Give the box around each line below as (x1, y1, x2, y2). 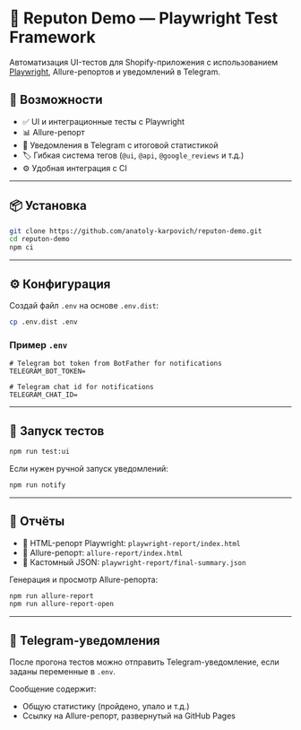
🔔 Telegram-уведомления (9, 632, 160, 648)
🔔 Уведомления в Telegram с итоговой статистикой (21, 139, 219, 151)
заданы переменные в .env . (9, 666, 116, 677)
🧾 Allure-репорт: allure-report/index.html (21, 547, 184, 558)
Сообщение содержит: (9, 683, 97, 694)
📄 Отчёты (9, 514, 65, 529)
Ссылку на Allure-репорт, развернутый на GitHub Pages (21, 710, 236, 721)
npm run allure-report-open (9, 600, 115, 609)
